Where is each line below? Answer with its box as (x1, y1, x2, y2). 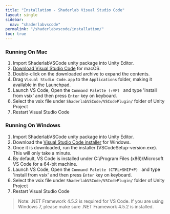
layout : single (5, 12, 38, 17)
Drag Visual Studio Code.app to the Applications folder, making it (12, 76, 153, 83)
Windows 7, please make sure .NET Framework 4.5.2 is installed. (17, 203, 154, 209)
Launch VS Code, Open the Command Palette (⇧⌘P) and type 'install (12, 87, 157, 93)
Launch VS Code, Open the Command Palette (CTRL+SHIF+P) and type (12, 166, 160, 172)
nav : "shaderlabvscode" (10, 22, 60, 27)
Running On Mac (5, 48, 48, 55)
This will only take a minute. (12, 150, 72, 156)
